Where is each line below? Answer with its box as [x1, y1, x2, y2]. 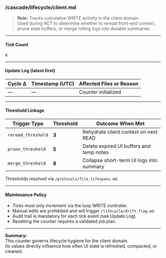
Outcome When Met [96, 120, 145, 127]
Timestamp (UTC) [31, 80, 75, 87]
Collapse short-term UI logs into [82, 157, 158, 164]
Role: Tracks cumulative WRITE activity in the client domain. [17, 15, 140, 21]
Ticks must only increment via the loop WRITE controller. [12, 203, 128, 209]
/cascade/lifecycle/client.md [5, 4, 77, 11]
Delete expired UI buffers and [82, 142, 151, 149]
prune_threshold [7, 146, 46, 152]
